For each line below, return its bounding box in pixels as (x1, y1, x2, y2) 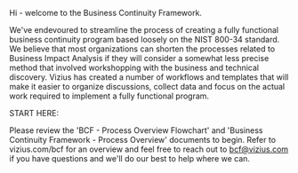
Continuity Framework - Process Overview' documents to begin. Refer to (9, 135, 277, 145)
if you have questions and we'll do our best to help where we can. (9, 153, 251, 163)
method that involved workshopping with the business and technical (9, 62, 260, 73)
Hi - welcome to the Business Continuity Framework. (9, 8, 203, 18)
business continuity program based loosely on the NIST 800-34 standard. (9, 35, 280, 44)
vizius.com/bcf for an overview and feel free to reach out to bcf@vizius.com (9, 144, 289, 154)
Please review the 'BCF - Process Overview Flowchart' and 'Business (9, 125, 263, 136)
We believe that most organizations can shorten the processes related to (9, 43, 276, 54)
